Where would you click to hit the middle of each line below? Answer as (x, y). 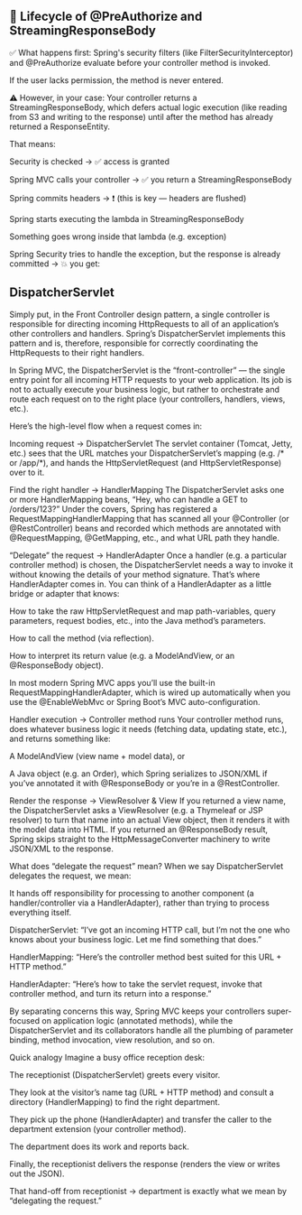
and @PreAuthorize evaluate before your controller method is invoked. (140, 62)
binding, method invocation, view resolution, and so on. (112, 1040)
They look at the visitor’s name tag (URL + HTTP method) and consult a (142, 1092)
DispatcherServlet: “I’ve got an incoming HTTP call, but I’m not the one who (150, 930)
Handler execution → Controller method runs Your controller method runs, (146, 719)
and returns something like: (60, 738)
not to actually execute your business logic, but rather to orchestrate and (145, 389)
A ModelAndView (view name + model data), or (97, 756)
